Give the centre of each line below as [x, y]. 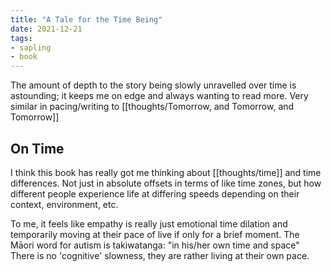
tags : [21, 38]
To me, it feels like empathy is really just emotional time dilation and [149, 223]
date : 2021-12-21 [46, 29]
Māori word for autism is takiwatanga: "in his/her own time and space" [155, 245]
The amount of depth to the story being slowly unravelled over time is [153, 85]
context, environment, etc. [64, 204]
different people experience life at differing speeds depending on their [155, 193]
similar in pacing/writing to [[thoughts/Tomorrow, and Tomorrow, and [152, 107]
